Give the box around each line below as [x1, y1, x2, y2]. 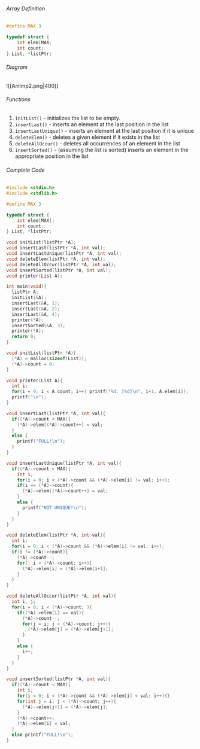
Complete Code [6, 166, 45, 173]
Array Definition [6, 5, 46, 12]
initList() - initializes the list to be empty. [14, 114, 121, 121]
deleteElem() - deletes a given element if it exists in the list [14, 133, 160, 141]
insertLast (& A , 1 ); [11, 300, 60, 306]
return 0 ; [11, 334, 36, 340]
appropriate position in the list [14, 153, 89, 160]
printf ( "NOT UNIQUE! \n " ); [22, 504, 87, 511]
